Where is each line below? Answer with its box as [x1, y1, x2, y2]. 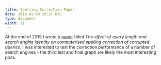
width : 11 [5, 20, 25, 26]
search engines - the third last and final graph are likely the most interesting [5, 49, 157, 55]
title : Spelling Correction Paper [5, 7, 75, 12]
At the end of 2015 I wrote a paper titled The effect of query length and [5, 34, 147, 40]
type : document [5, 16, 36, 21]
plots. [5, 54, 16, 61]
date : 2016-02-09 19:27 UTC [5, 12, 62, 16]
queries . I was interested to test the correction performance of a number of [5, 44, 155, 50]
